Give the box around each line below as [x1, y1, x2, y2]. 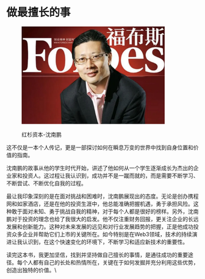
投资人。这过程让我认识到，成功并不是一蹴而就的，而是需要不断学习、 [22, 172, 199, 180]
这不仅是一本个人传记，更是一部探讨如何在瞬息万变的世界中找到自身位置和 [6, 144, 193, 151]
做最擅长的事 [6, 5, 71, 19]
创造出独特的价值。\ [6, 266, 57, 274]
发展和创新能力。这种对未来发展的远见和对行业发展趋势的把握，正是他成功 [6, 223, 193, 230]
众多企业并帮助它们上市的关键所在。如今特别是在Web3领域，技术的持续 [11, 231, 192, 238]
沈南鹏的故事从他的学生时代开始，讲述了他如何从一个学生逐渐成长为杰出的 [6, 164, 193, 172]
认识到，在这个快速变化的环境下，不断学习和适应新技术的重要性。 [22, 238, 188, 245]
